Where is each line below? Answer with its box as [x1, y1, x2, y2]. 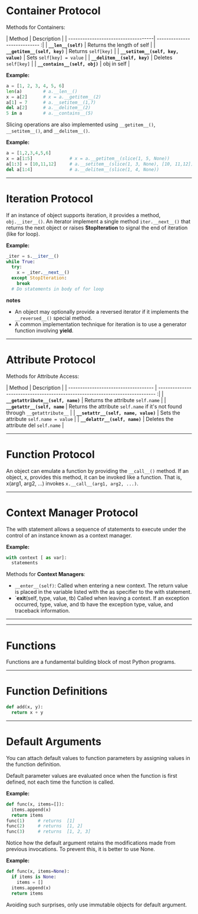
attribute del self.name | [6, 422, 64, 429]
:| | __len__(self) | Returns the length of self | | [41, 41, 156, 48]
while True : [6, 258, 35, 265]
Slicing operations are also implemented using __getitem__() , [6, 121, 156, 128]
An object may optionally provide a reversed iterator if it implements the [14, 308, 189, 315]
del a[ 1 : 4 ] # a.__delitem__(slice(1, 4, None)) [6, 166, 160, 172]
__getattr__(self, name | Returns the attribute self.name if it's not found [6, 403, 182, 410]
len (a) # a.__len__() [6, 88, 78, 94]
